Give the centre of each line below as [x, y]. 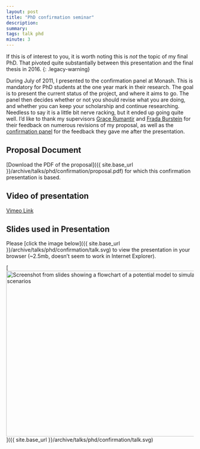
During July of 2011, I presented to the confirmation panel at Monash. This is [100, 81]
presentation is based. [34, 177]
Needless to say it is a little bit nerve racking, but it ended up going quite [95, 112]
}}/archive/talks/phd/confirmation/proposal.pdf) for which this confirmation [99, 171]
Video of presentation [48, 196]
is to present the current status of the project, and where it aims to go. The [98, 93]
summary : [17, 28]
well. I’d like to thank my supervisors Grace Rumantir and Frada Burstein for [99, 119]
